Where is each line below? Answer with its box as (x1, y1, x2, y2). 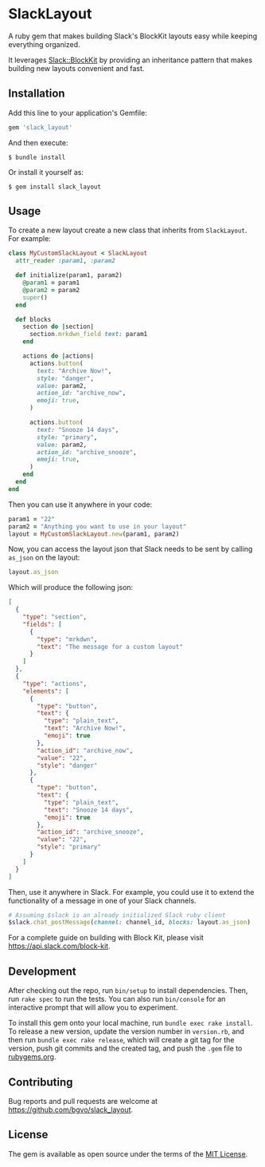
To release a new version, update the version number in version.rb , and (8, 1027, 245, 1036)
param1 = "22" (8, 515, 56, 523)
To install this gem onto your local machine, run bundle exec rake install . (8, 1019, 253, 1028)
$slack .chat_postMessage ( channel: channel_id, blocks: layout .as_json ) (8, 919, 251, 927)
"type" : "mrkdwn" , (37, 635, 98, 643)
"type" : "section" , (22, 613, 88, 621)
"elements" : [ (22, 687, 69, 695)
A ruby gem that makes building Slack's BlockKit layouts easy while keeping (8, 31, 257, 41)
